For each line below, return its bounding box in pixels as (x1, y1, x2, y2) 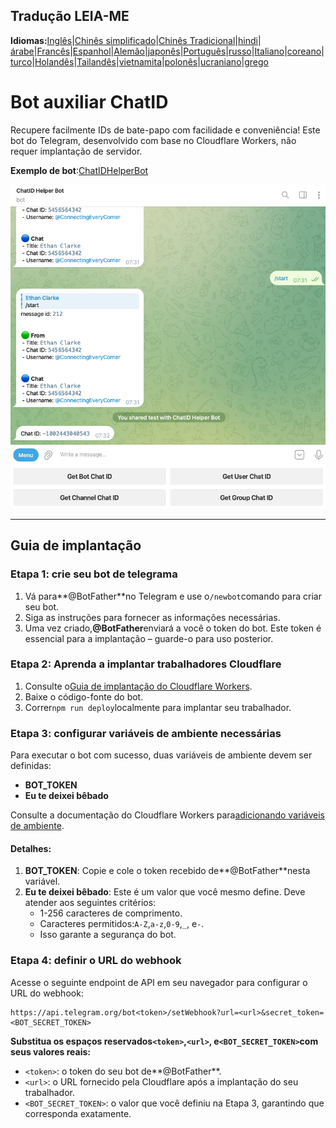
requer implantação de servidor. (10, 145, 143, 157)
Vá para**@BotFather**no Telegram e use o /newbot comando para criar (24, 590, 322, 602)
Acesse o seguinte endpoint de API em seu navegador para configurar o (10, 976, 308, 988)
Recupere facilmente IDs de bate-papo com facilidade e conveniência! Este (10, 124, 321, 136)
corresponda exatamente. (24, 1107, 132, 1119)
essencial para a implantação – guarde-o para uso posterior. (24, 632, 274, 644)
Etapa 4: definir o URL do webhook (10, 954, 182, 968)
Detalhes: (10, 842, 52, 854)
